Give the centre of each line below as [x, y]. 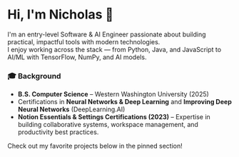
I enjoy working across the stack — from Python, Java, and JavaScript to [115, 49]
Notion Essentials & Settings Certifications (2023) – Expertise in [114, 117]
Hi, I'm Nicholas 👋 [61, 15]
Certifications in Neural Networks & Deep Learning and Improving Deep [124, 102]
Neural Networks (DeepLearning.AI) [71, 109]
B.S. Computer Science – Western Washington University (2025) [113, 94]
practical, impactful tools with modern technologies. [84, 41]
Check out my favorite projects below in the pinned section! [95, 146]
